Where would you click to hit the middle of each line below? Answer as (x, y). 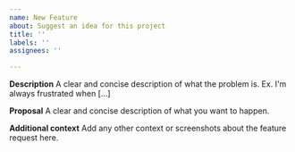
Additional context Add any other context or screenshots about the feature (148, 128)
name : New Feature (43, 17)
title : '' (28, 34)
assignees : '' (36, 51)
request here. (34, 138)
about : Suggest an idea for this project (88, 26)
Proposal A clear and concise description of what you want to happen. (139, 111)
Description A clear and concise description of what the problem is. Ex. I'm (148, 84)
